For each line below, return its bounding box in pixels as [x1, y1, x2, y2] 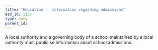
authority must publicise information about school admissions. [5, 40, 133, 46]
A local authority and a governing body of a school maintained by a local [5, 34, 154, 40]
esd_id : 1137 [5, 12, 32, 17]
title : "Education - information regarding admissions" [5, 7, 126, 12]
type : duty [5, 16, 28, 21]
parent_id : [5, 21, 28, 26]
